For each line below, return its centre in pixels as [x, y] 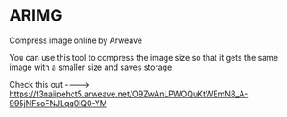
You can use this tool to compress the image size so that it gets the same [144, 57]
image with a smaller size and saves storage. [92, 67]
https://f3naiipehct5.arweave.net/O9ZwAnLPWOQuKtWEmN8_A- [129, 94]
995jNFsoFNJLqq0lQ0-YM [58, 103]
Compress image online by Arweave [76, 40]
